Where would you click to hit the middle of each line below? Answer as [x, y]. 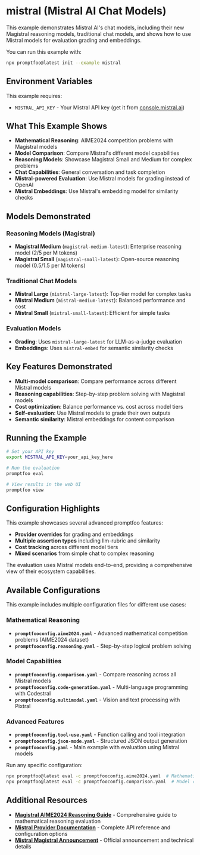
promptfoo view [25, 490]
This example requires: [34, 96]
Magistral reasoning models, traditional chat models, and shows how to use [99, 33]
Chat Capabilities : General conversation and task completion [90, 172]
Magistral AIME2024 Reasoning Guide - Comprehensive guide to [96, 814]
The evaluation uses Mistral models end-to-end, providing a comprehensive [99, 565]
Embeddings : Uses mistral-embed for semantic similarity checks [94, 348]
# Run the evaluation [33, 468]
